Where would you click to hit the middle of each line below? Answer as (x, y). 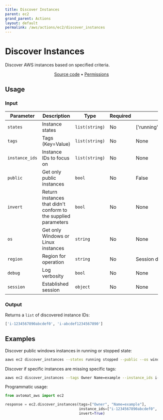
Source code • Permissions (81, 74)
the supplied (56, 216)
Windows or (56, 236)
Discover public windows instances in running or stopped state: (69, 350)
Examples (20, 339)
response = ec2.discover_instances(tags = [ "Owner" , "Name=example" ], (76, 404)
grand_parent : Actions (28, 18)
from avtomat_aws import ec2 (34, 396)
